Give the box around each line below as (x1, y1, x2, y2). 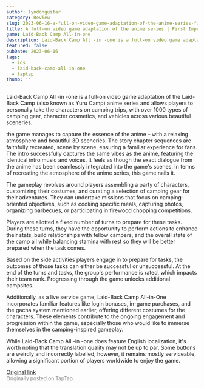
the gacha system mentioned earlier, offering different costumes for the (6, 307, 185, 314)
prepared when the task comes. (6, 244, 86, 252)
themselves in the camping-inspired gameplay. (6, 326, 123, 333)
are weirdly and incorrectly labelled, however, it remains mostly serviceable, (6, 350, 196, 358)
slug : (6, 20, 20, 26)
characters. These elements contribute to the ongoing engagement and (6, 313, 185, 320)
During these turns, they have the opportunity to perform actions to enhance (6, 225, 198, 232)
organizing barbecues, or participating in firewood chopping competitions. (6, 207, 192, 214)
